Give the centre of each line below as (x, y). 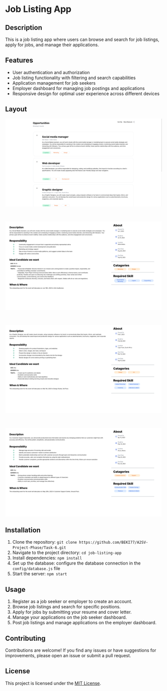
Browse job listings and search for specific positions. (66, 607)
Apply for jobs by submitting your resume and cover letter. (72, 612)
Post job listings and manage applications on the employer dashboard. (84, 623)
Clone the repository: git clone (44, 542)
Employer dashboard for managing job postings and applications (79, 88)
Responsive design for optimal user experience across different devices (86, 94)
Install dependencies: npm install (47, 558)
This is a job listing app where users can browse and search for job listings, (82, 39)
